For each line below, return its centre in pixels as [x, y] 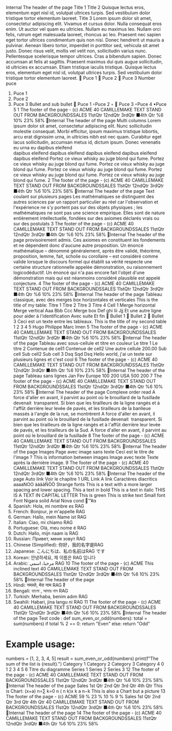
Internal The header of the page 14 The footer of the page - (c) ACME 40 [85, 713]
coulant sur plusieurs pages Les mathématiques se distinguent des [84, 197]
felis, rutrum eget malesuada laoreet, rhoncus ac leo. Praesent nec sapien [83, 35]
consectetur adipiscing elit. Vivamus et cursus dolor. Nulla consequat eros [84, 24]
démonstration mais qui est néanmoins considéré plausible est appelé [87, 278]
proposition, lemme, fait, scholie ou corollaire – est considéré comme [86, 256]
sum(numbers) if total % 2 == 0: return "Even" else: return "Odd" [81, 624]
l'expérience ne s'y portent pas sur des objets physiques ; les [78, 207]
